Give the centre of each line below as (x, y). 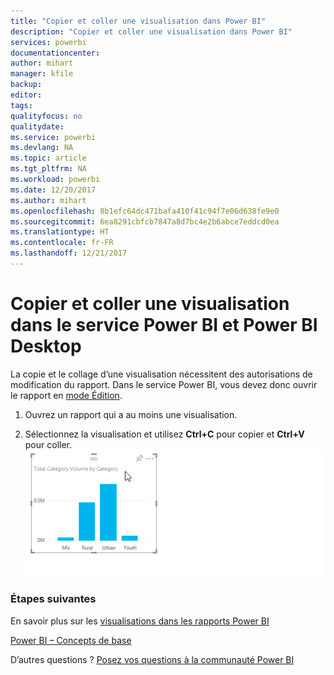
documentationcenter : (55, 53)
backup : (26, 85)
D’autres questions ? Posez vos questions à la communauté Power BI (152, 659)
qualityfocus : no (46, 116)
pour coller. (48, 444)
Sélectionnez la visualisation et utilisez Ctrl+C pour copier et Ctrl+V (164, 434)
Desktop (46, 346)
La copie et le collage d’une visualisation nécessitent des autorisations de (161, 374)
